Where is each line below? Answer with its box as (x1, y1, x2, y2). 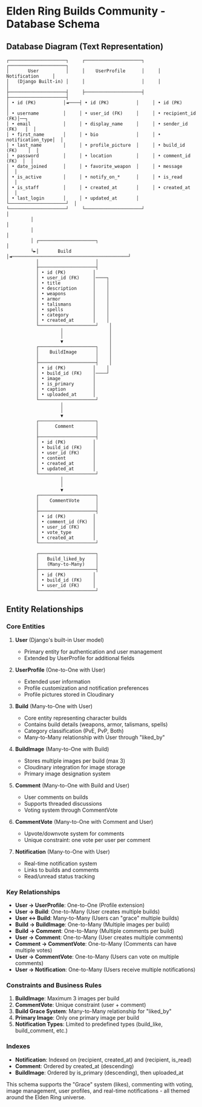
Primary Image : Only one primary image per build (15, 1014, 140, 1022)
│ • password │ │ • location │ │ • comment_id (6, 153, 191, 159)
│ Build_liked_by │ (36, 556, 99, 562)
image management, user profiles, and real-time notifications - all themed (6, 1087, 191, 1094)
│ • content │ (36, 455, 96, 461)
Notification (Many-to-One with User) (15, 848, 110, 855)
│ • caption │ (36, 386, 96, 392)
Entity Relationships (6, 604, 83, 615)
